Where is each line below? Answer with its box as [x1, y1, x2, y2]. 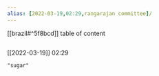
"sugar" [7, 61, 30, 69]
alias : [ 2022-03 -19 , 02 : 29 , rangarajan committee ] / [7, 10, 153, 17]
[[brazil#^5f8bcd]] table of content [7, 29, 105, 37]
